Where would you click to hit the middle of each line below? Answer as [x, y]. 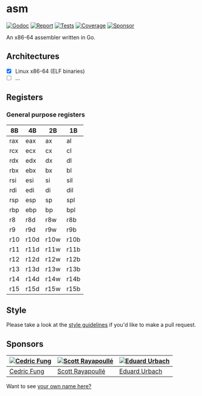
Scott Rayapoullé [81, 371]
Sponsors [25, 344]
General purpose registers [46, 115]
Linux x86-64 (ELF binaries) [50, 71]
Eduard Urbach [141, 371]
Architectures [33, 56]
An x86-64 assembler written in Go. [51, 37]
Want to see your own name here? [49, 386]
